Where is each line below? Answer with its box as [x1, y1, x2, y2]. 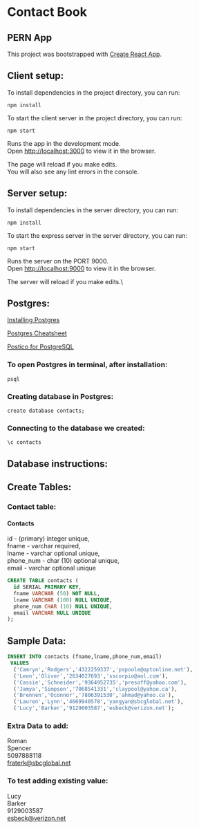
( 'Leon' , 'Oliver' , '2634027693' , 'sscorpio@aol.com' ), [13, 672, 169, 680]
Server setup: [7, 187, 68, 199]
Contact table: [7, 502, 57, 512]
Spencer [7, 744, 32, 752]
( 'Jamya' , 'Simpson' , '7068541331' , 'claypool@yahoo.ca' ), [13, 685, 178, 692]
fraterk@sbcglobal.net [7, 758, 71, 767]
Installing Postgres [7, 316, 60, 324]
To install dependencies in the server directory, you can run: [7, 205, 178, 214]
